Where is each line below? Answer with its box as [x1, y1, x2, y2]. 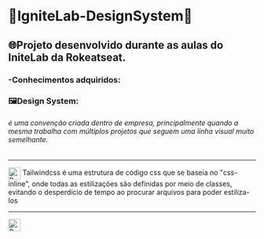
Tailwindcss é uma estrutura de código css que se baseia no [22, 167, 218, 177]
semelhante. [8, 135, 49, 145]
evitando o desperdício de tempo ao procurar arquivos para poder [8, 187, 222, 197]
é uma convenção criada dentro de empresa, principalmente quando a [8, 118, 239, 128]
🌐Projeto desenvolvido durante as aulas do [8, 39, 224, 52]
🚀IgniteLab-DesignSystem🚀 [8, 7, 193, 25]
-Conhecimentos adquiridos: [8, 74, 121, 85]
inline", [8, 178, 31, 188]
